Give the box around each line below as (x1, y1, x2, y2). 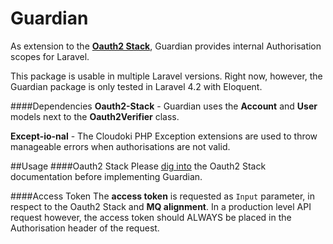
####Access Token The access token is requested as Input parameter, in (10, 190, 315, 202)
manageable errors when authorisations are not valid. (10, 140, 231, 152)
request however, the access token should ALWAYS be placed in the (10, 211, 292, 223)
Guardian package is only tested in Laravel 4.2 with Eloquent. (10, 80, 263, 92)
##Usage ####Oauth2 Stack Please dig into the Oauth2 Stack (10, 160, 267, 172)
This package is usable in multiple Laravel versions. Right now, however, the (10, 70, 323, 82)
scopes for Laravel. (10, 50, 90, 62)
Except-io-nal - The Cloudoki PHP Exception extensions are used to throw (10, 130, 318, 142)
